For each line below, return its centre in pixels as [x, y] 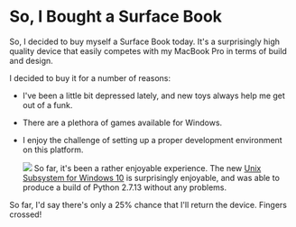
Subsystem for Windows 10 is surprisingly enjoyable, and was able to [151, 177]
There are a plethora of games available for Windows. [122, 123]
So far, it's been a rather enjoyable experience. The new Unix [148, 168]
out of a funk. [47, 104]
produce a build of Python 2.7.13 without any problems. [125, 187]
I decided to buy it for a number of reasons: [90, 77]
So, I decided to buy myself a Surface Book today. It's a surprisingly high [144, 41]
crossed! [26, 214]
